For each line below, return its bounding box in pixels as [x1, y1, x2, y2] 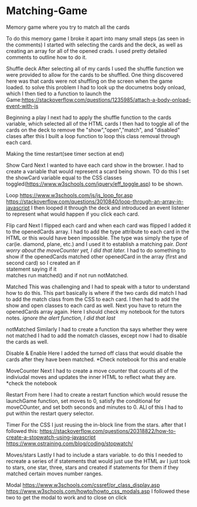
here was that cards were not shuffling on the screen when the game [6, 78, 173, 85]
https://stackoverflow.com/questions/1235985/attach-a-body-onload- [21, 96, 191, 103]
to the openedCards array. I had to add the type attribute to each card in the [6, 228, 189, 235]
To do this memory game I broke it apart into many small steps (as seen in [6, 35, 185, 42]
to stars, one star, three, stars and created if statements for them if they [6, 464, 179, 471]
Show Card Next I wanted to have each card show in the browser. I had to [6, 162, 184, 169]
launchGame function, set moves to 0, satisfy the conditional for [6, 397, 161, 404]
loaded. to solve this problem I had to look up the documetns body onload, [6, 83, 186, 90]
